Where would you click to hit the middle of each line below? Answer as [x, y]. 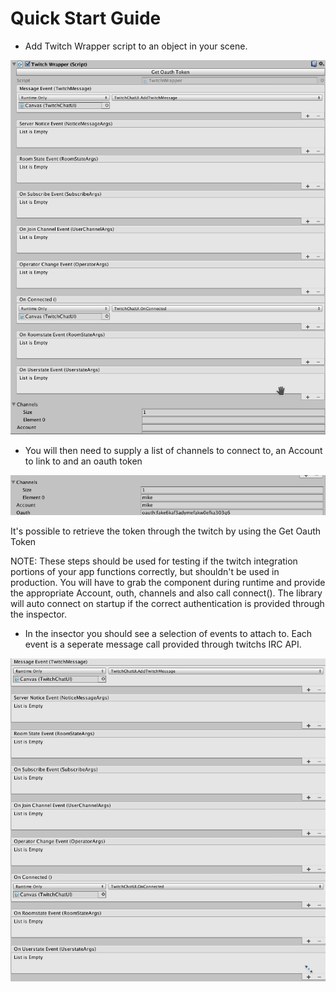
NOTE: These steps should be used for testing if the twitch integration [154, 561]
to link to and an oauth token [83, 461]
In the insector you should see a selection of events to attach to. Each [168, 633]
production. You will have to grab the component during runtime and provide [168, 582]
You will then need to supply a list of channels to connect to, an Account [173, 450]
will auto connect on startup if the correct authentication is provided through [167, 603]
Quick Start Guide [86, 18]
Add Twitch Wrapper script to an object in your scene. [136, 46]
